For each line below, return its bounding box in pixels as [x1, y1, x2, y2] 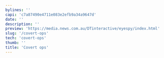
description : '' [5, 21, 40, 27]
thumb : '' [5, 40, 26, 45]
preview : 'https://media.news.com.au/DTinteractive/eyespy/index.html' [5, 26, 160, 31]
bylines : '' [5, 7, 30, 13]
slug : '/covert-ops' [5, 31, 49, 36]
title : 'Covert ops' [5, 45, 49, 50]
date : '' [5, 17, 24, 22]
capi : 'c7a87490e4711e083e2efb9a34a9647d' [5, 12, 96, 17]
